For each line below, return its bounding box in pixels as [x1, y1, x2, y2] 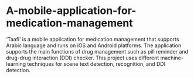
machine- [160, 54, 183, 61]
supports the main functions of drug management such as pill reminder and [6, 48, 189, 55]
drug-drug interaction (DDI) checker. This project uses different [6, 54, 159, 61]
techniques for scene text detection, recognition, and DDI [27, 60, 166, 68]
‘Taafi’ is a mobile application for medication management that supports [6, 36, 179, 42]
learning [6, 60, 26, 68]
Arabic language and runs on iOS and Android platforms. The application [6, 42, 182, 49]
